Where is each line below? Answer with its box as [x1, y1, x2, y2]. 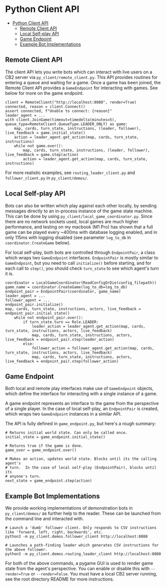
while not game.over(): [14, 143, 64, 148]
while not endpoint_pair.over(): [14, 315, 83, 320]
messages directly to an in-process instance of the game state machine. [5, 208, 153, 214]
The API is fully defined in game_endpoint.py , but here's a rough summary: [5, 420, 157, 427]
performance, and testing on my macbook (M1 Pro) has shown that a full [5, 223, 153, 230]
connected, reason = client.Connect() [5, 104, 85, 109]
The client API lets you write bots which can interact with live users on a [5, 69, 153, 75]
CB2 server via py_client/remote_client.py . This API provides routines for [5, 74, 158, 80]
